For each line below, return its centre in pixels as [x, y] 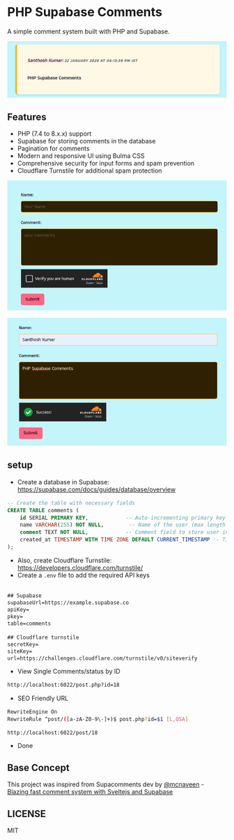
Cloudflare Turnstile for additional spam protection [89, 171]
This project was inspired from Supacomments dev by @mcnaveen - [106, 784]
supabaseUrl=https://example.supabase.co [68, 603]
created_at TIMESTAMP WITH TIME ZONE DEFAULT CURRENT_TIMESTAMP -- [119, 540]
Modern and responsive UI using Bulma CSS [81, 156]
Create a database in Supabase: [63, 482]
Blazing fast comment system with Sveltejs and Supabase [90, 792]
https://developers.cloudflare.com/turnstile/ [80, 567]
